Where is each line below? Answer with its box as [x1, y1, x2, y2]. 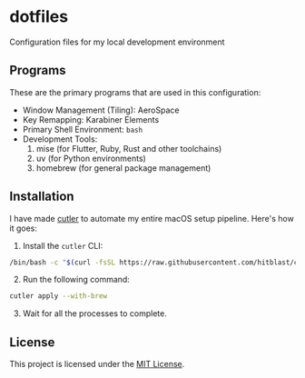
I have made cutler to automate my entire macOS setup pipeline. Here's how [9, 213, 295, 224]
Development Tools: [22, 134, 98, 144]
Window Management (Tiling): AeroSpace [22, 104, 180, 115]
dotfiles [9, 6, 69, 27]
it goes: [9, 223, 38, 234]
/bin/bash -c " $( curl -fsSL [9, 257, 116, 267]
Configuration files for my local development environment [9, 36, 225, 47]
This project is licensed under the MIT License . [9, 359, 185, 370]
